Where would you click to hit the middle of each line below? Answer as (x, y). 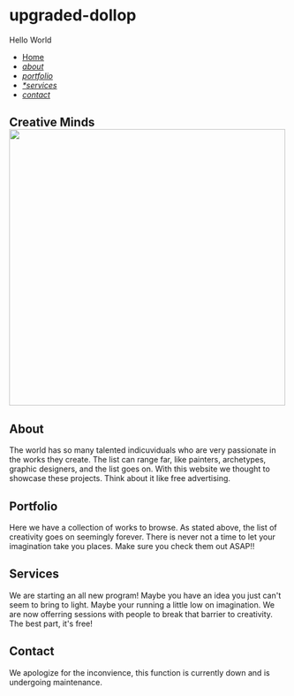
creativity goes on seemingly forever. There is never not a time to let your (143, 537)
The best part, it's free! (51, 623)
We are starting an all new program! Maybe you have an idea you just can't (145, 595)
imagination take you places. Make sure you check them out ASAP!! (132, 546)
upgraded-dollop (73, 15)
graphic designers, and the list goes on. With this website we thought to (140, 469)
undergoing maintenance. (56, 682)
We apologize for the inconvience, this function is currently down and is (140, 672)
